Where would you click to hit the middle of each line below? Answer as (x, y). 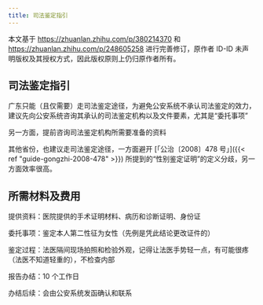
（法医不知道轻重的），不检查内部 (62, 259)
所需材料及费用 (44, 196)
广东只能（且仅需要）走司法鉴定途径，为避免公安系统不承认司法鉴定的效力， (132, 106)
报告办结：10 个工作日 (44, 277)
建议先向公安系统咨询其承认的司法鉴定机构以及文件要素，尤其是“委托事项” (128, 116)
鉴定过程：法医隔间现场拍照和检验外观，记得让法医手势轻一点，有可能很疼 (128, 250)
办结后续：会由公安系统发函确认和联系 (70, 293)
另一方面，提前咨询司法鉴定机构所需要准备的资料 (87, 132)
